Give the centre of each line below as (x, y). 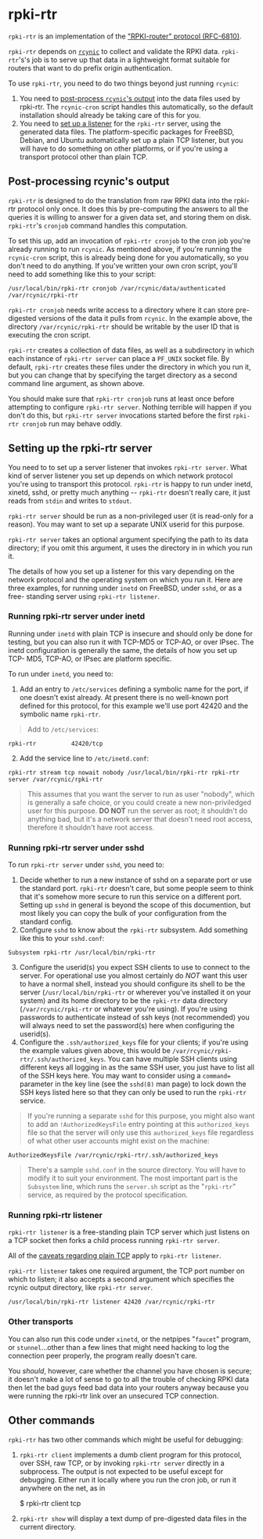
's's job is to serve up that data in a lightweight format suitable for (124, 60)
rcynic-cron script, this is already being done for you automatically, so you (128, 257)
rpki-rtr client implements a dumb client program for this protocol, (131, 1454)
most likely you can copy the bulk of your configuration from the (123, 914)
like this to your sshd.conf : (62, 939)
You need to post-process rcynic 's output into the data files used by (130, 98)
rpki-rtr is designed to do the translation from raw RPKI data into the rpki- (129, 200)
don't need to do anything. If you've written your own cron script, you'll (122, 265)
